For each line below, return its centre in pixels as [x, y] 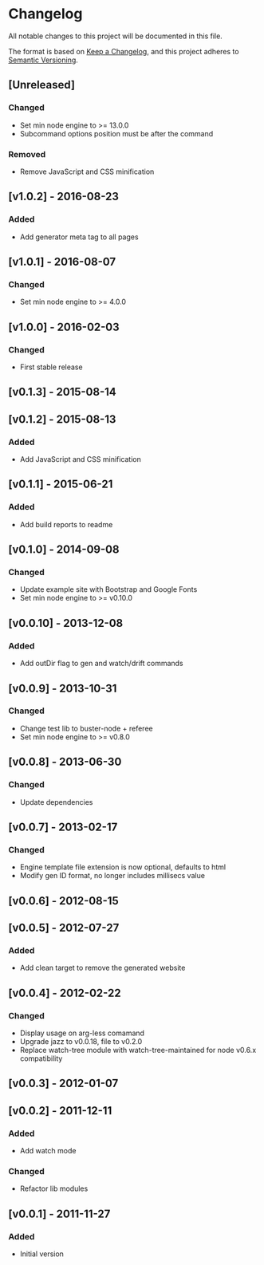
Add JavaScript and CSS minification [81, 459]
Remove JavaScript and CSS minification [87, 171]
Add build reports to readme [66, 524]
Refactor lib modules [54, 1188]
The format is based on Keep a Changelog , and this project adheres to [124, 51]
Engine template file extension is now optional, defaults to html [122, 867]
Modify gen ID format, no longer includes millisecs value [112, 876]
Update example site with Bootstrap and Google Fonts [108, 589]
